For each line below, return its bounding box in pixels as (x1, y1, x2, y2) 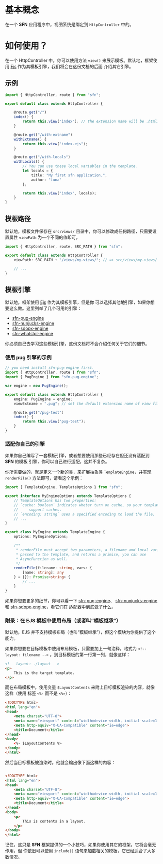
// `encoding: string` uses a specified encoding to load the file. (14, 512, 155, 517)
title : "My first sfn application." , (31, 173, 108, 178)
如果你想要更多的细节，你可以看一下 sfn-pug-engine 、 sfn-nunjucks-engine (5, 597, 158, 603)
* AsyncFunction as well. (16, 557, 68, 561)
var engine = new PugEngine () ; (5, 384, 68, 388)
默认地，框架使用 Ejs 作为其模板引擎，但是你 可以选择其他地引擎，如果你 (5, 299, 151, 305)
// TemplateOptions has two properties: (14, 498, 97, 503)
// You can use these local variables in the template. (22, 164, 138, 169)
